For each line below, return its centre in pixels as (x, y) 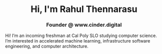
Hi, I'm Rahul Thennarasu (84, 9)
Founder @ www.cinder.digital (84, 25)
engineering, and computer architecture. (47, 46)
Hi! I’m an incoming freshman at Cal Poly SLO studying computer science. (81, 35)
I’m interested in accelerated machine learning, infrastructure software (78, 41)
